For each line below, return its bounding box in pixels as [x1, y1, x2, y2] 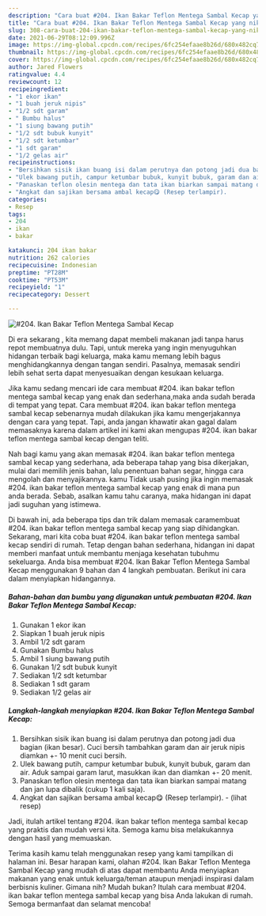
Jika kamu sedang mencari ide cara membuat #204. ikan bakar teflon [8, 384, 235, 392]
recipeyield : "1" [8, 283, 66, 291]
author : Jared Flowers [8, 63, 83, 71]
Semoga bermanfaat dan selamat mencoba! [8, 899, 151, 908]
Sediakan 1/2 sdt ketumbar [19, 670, 107, 680]
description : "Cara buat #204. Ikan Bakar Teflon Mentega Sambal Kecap [8, 11, 249, 20]
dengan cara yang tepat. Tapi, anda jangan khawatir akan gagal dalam [8, 417, 237, 426]
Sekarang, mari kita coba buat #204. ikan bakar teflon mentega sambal [8, 532, 240, 541]
